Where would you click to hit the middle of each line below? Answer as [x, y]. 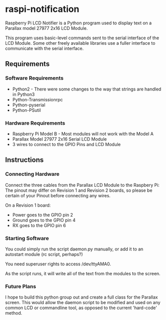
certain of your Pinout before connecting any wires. [58, 195]
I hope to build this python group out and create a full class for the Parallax [82, 297]
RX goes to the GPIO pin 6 [39, 225]
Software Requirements [34, 78]
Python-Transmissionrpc [38, 99]
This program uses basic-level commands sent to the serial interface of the [82, 38]
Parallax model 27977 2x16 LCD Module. [46, 28]
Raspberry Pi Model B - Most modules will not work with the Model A [83, 134]
